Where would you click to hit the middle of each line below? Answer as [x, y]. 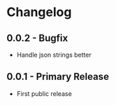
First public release [44, 93]
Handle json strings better [54, 55]
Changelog [39, 12]
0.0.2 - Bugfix [37, 38]
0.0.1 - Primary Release [58, 77]
